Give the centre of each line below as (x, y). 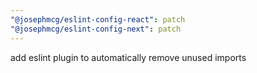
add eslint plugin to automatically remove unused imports (128, 57)
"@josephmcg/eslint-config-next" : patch (96, 29)
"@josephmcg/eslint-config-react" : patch (98, 19)
